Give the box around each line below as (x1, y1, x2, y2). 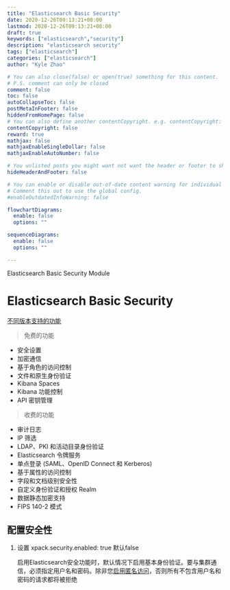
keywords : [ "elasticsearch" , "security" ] (7, 36, 125, 43)
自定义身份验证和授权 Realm (16, 485, 97, 493)
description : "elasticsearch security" (7, 42, 121, 49)
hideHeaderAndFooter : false (7, 169, 88, 176)
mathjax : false (7, 137, 51, 144)
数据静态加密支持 (16, 493, 66, 501)
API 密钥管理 (16, 396, 53, 404)
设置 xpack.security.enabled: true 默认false (16, 543, 139, 552)
